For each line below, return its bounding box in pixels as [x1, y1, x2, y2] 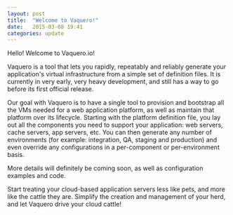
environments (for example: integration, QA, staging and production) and [7, 136, 218, 144]
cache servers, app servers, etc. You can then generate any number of [7, 128, 213, 137]
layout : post [7, 10, 46, 18]
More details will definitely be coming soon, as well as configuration [7, 164, 204, 172]
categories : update [7, 29, 65, 37]
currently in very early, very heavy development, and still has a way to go [7, 78, 219, 86]
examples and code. [7, 172, 66, 180]
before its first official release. [7, 85, 94, 93]
